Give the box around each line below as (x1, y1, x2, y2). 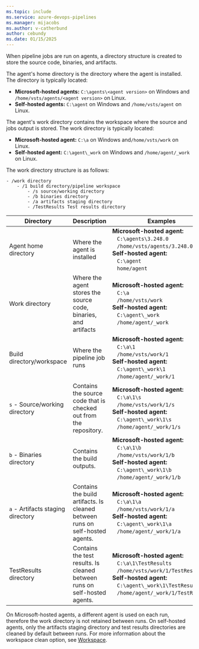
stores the (73, 289, 101, 296)
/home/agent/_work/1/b (117, 474, 181, 481)
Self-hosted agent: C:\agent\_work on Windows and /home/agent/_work (14, 149, 190, 156)
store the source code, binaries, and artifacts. (6, 59, 117, 66)
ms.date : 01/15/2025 (6, 36, 57, 42)
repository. (73, 426, 104, 434)
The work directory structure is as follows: (6, 167, 110, 174)
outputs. (73, 462, 96, 470)
